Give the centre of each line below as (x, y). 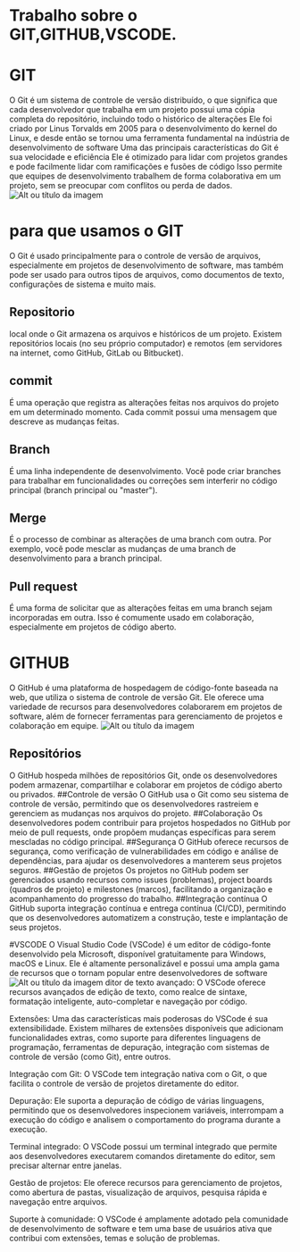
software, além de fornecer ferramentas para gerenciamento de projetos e (146, 716)
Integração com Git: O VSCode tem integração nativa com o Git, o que (138, 1073)
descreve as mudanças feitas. (64, 422)
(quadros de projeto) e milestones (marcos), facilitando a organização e (141, 889)
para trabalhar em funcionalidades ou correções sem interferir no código (143, 480)
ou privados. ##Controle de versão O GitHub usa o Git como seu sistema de (149, 794)
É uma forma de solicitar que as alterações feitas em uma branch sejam (141, 608)
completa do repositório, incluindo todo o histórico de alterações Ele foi (141, 119)
